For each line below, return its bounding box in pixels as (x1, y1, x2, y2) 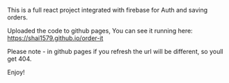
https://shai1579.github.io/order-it (7, 34, 104, 42)
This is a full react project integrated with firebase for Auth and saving (7, 6, 208, 14)
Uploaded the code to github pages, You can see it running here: (7, 27, 193, 35)
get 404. (7, 55, 32, 63)
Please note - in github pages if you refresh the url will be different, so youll (7, 48, 223, 55)
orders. (7, 13, 28, 21)
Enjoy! (7, 68, 26, 76)
